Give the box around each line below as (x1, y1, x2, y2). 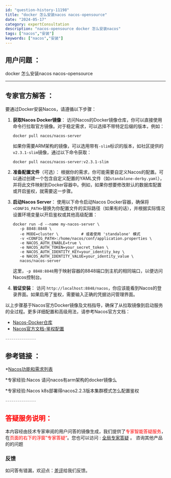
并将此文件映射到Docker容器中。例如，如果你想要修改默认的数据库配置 (12, 182, 162, 188)
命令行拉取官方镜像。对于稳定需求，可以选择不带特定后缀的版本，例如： (12, 123, 164, 129)
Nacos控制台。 (12, 274, 44, 280)
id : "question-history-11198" (5, 7, 70, 13)
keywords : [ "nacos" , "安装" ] (5, 36, 64, 41)
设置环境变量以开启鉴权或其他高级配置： (12, 212, 98, 218)
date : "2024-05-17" (5, 17, 47, 22)
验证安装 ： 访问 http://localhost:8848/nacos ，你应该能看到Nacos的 (12, 285, 158, 291)
